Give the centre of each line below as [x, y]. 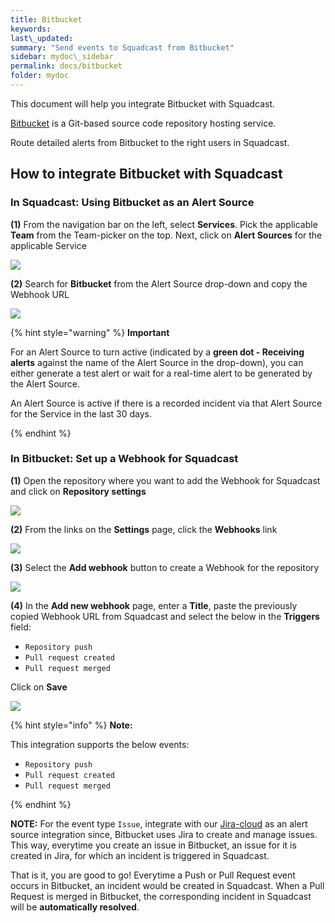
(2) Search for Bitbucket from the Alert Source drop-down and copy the [159, 283]
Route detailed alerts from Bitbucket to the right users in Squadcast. [150, 142]
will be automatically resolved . [75, 907]
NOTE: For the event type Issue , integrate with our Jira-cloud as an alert [159, 823]
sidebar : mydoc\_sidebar [62, 57]
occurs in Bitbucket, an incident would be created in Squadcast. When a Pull [167, 885]
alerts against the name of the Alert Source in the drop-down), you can [157, 362]
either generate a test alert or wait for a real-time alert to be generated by [161, 373]
